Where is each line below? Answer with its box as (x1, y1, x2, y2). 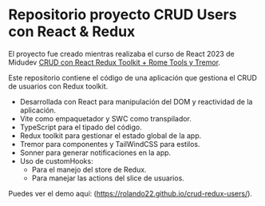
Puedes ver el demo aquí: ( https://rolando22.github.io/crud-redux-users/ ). (8, 188, 253, 198)
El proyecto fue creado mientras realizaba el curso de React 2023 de (8, 49, 235, 58)
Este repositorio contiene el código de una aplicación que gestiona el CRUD (8, 73, 258, 82)
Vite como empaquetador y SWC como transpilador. (19, 113, 192, 123)
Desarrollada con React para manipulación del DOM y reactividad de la (19, 97, 253, 106)
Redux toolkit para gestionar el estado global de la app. (19, 130, 202, 141)
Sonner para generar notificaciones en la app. (19, 148, 172, 157)
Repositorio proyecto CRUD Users (8, 6, 237, 24)
